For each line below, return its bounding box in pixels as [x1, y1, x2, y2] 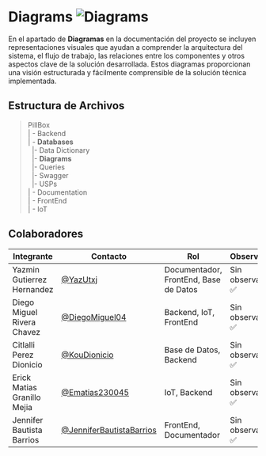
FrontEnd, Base [164, 274, 222, 285]
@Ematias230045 [61, 386, 129, 397]
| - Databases [27, 137, 74, 146]
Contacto [90, 250, 127, 261]
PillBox [27, 120, 50, 130]
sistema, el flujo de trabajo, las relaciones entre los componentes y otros [8, 51, 245, 60]
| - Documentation [27, 187, 88, 197]
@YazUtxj [61, 274, 97, 285]
